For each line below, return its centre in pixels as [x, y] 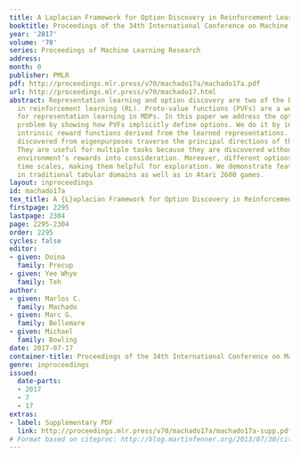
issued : [24, 373]
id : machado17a [37, 191]
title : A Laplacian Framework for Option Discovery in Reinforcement [141, 17]
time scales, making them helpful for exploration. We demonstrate [145, 166]
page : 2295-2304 [39, 224]
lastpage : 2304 [37, 216]
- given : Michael [41, 332]
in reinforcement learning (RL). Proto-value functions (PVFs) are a [149, 108]
